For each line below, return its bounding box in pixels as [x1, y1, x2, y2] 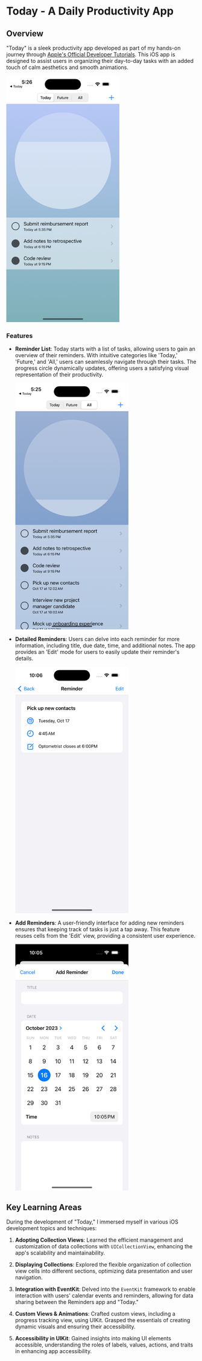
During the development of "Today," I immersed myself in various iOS [6, 1218, 179, 1225]
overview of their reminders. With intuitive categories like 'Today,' [14, 352, 178, 359]
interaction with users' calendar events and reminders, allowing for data [14, 1292, 194, 1299]
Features [6, 331, 33, 340]
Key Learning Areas [6, 1202, 82, 1213]
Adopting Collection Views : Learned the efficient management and [14, 1236, 183, 1244]
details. [14, 654, 34, 662]
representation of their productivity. [14, 371, 104, 378]
